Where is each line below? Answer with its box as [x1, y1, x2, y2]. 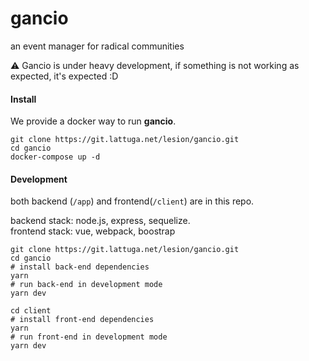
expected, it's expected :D [10, 70, 119, 82]
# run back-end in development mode [10, 280, 163, 290]
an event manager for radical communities [10, 40, 185, 52]
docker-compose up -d [10, 152, 101, 162]
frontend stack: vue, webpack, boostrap [10, 225, 176, 237]
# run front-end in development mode [10, 332, 168, 342]
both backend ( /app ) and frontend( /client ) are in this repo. [10, 195, 255, 207]
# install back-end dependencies [10, 262, 150, 272]
